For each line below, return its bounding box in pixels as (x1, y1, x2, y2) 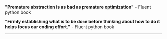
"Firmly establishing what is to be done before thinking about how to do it (5, 19, 160, 24)
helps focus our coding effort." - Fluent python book (5, 24, 114, 30)
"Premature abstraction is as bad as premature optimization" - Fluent (5, 4, 151, 10)
